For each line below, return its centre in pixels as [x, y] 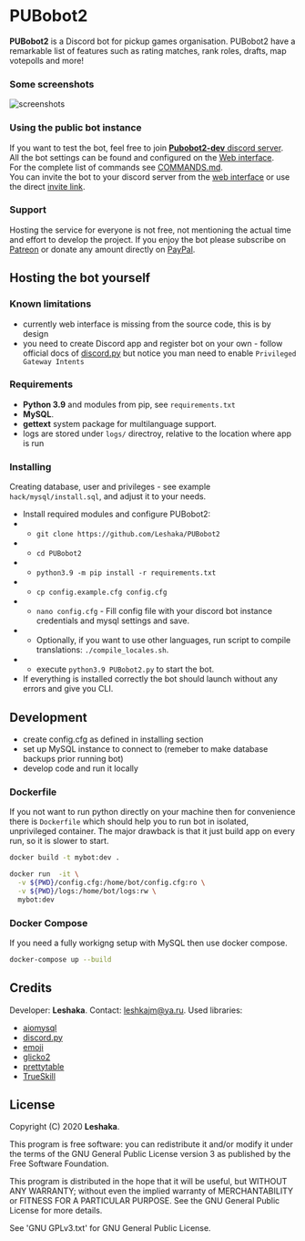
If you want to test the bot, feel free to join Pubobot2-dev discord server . [147, 148]
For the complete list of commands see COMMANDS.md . [116, 167]
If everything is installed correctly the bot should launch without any [150, 679]
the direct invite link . [47, 186]
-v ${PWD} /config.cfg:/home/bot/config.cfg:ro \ [112, 882]
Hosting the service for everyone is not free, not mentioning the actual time [150, 230]
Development [49, 717]
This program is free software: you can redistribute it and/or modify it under [151, 1144]
